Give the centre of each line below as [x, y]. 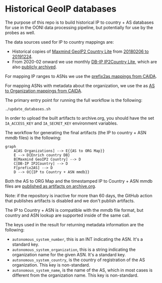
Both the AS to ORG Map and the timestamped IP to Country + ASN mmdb [79, 181]
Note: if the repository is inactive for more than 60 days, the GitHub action [79, 195]
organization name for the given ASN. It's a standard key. [69, 254]
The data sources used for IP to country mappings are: [59, 42]
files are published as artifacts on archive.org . [51, 186]
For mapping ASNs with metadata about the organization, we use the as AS [80, 85]
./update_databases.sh [28, 109]
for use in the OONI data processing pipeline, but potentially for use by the [79, 27]
